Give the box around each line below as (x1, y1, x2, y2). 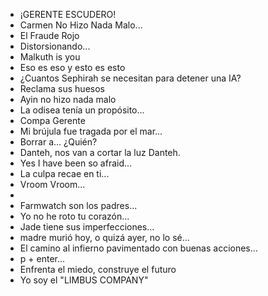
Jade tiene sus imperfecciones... (19, 221, 155, 233)
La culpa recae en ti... (19, 168, 110, 179)
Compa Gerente (19, 115, 86, 126)
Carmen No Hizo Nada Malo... (19, 19, 143, 31)
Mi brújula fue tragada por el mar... (19, 125, 163, 137)
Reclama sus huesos (19, 83, 105, 94)
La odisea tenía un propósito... (19, 104, 145, 116)
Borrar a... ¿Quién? (19, 136, 98, 148)
